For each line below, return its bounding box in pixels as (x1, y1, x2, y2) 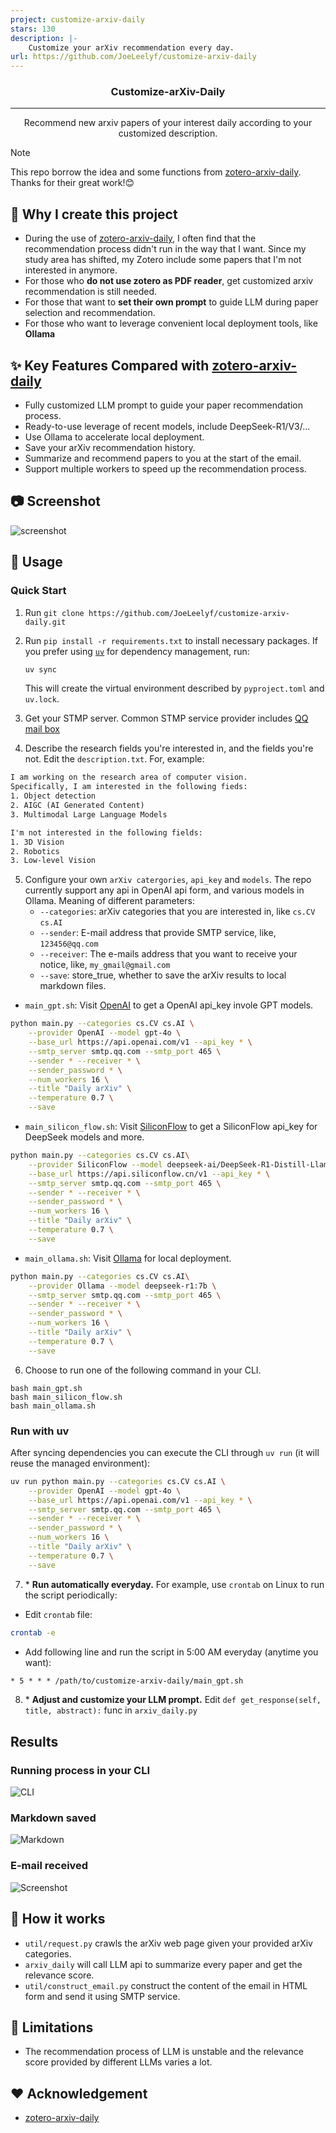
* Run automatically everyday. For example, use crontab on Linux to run (24, 1578, 325, 1590)
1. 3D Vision (10, 837, 65, 847)
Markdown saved (10, 1811, 97, 1825)
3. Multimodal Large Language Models (10, 809, 168, 820)
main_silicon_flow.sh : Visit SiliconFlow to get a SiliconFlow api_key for (24, 1121, 318, 1133)
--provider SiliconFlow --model (28, 1159, 163, 1170)
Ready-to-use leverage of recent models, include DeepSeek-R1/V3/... (24, 421, 311, 433)
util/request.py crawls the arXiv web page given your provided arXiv (24, 1937, 313, 1949)
